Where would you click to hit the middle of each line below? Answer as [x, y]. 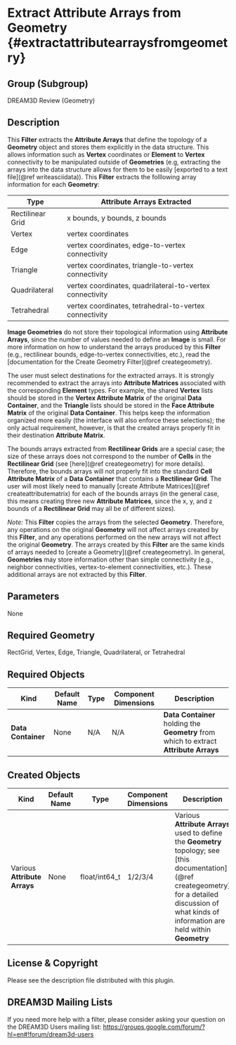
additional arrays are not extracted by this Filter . [77, 574]
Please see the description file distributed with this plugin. [91, 980]
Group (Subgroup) [48, 83]
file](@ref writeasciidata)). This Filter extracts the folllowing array [102, 176]
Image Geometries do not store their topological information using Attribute [118, 332]
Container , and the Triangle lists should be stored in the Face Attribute [111, 405]
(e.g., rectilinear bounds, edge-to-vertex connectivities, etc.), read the [109, 354]
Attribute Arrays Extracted [146, 202]
